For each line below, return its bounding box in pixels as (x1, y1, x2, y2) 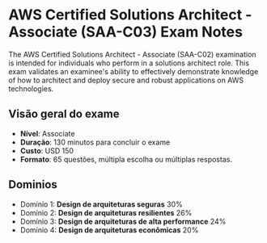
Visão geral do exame (8, 107, 120, 121)
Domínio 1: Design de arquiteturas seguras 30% (19, 199, 184, 209)
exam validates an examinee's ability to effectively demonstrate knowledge (8, 66, 259, 76)
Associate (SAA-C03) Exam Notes (8, 23, 243, 41)
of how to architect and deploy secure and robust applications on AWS (8, 75, 244, 85)
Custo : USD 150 (19, 145, 74, 155)
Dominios (8, 178, 58, 191)
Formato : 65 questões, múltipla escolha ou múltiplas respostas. (19, 154, 233, 164)
